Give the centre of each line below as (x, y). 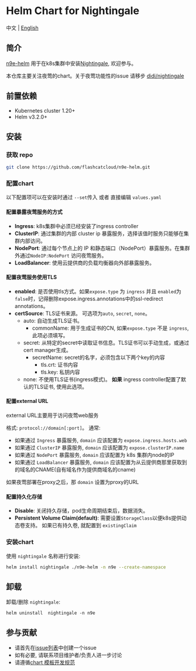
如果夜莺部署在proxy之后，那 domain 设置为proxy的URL (73, 482)
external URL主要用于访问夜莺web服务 (52, 415)
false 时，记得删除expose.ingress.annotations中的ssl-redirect (89, 299)
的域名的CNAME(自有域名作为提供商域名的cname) (75, 470)
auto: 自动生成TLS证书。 (53, 320)
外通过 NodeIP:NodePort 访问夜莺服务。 (61, 255)
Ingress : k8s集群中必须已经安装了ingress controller (76, 226)
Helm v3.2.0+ (31, 117)
